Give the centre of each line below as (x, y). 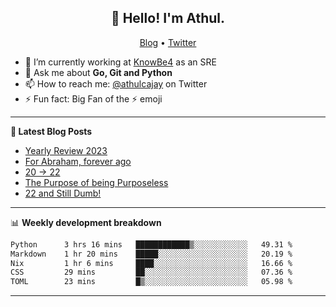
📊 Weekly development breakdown (86, 222)
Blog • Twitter (168, 42)
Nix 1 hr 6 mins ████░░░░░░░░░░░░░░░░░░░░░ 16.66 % (151, 263)
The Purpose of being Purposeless (96, 182)
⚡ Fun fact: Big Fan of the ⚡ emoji (93, 98)
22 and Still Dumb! (63, 193)
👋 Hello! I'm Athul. (168, 18)
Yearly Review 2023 (66, 150)
